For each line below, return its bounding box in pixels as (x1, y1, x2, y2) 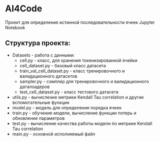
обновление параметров (12, 115, 65, 121)
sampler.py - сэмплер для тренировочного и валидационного (19, 78, 149, 84)
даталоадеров (19, 84, 50, 90)
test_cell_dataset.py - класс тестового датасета (19, 89, 119, 95)
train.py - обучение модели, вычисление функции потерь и (12, 110, 137, 116)
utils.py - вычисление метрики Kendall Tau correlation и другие (12, 94, 144, 100)
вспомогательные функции (12, 99, 70, 105)
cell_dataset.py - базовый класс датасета (19, 62, 106, 68)
